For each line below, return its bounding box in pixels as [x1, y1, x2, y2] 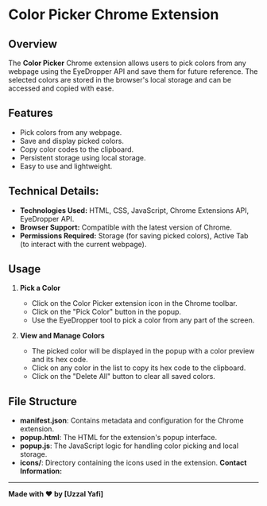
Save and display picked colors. [19, 136, 125, 145]
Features [8, 106, 53, 120]
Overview [8, 37, 58, 51]
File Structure [8, 395, 77, 408]
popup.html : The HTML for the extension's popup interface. [19, 433, 218, 442]
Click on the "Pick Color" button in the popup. [31, 307, 181, 317]
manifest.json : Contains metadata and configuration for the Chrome [19, 415, 244, 426]
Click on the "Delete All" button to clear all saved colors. [31, 372, 216, 381]
